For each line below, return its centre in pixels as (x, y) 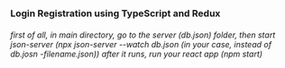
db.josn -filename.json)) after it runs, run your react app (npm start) (137, 54)
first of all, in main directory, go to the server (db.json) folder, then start (143, 35)
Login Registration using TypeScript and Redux (115, 13)
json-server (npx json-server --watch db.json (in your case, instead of (141, 44)
